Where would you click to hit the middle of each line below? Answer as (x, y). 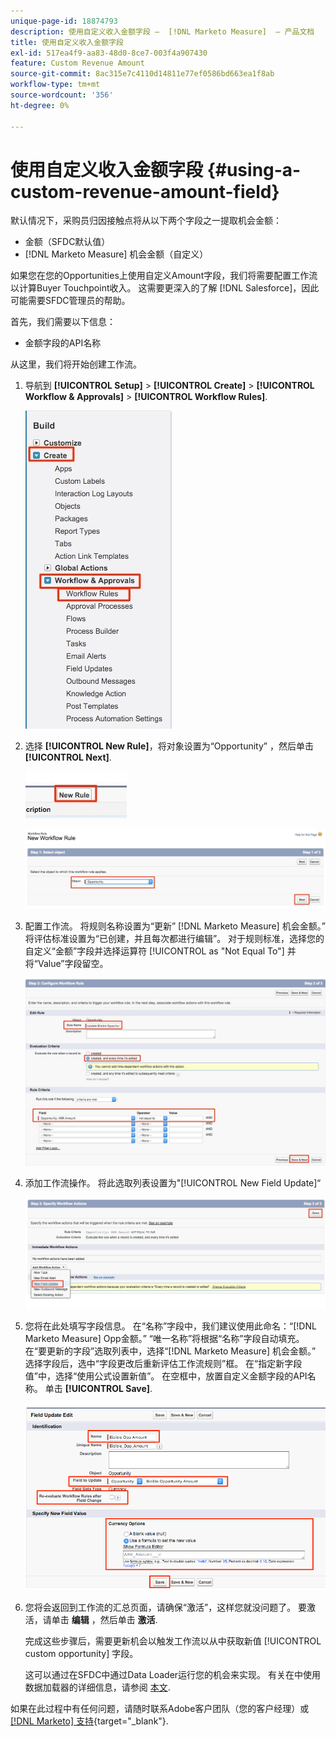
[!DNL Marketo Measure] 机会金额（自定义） (116, 254)
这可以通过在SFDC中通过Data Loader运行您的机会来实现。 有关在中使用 (173, 1675)
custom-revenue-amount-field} (145, 191)
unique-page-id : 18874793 (64, 21)
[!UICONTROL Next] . (68, 757)
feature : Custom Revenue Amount (77, 63)
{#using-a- (254, 169)
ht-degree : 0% (40, 105)
